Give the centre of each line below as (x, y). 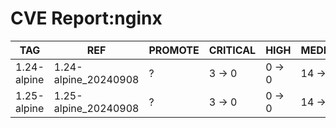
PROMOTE (174, 50)
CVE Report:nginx (86, 18)
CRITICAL (232, 50)
